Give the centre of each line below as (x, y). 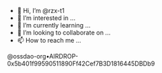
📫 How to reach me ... (49, 40)
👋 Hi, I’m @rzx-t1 (41, 11)
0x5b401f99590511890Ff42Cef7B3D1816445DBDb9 (81, 63)
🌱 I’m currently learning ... (54, 25)
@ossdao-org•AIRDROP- (43, 56)
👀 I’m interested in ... (46, 18)
